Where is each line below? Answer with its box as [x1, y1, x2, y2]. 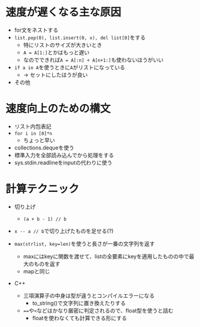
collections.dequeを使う [14, 144, 74, 151]
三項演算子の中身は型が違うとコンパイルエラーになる [23, 292, 155, 299]
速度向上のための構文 [5, 102, 111, 115]
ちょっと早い [23, 136, 55, 143]
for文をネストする [14, 26, 59, 33]
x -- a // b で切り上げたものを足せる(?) [14, 227, 114, 234]
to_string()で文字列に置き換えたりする [32, 300, 126, 307]
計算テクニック [5, 182, 80, 196]
